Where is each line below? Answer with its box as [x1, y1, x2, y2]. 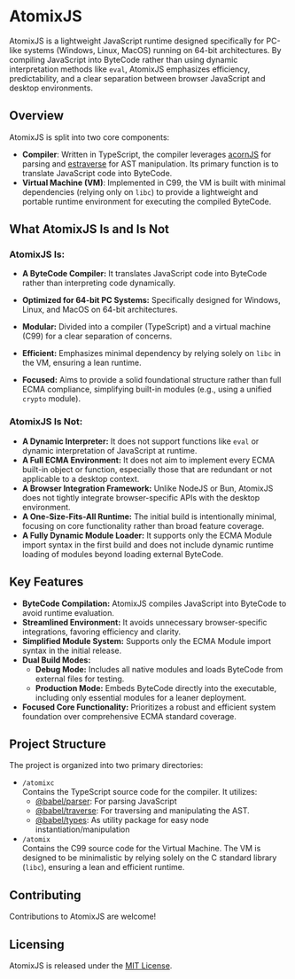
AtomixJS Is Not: [9, 416, 83, 428]
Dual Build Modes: [21, 654, 91, 665]
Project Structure [9, 736, 106, 751]
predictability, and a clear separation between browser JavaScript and [9, 73, 266, 83]
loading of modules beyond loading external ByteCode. [21, 548, 224, 559]
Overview [9, 108, 65, 123]
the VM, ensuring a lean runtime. [21, 357, 142, 369]
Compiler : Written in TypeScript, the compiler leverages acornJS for [21, 149, 272, 159]
